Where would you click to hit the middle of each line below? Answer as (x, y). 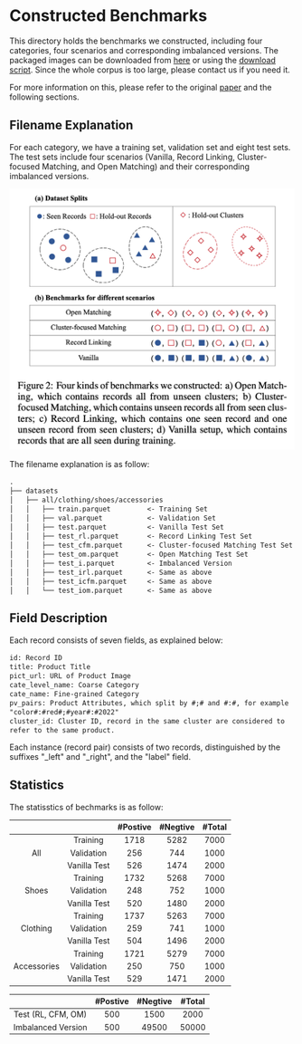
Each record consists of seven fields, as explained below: (116, 640)
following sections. (44, 97)
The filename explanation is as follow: (80, 464)
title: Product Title (50, 666)
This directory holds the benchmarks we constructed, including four (136, 41)
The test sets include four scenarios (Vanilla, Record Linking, (122, 157)
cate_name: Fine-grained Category (75, 694)
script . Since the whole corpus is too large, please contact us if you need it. (150, 70)
